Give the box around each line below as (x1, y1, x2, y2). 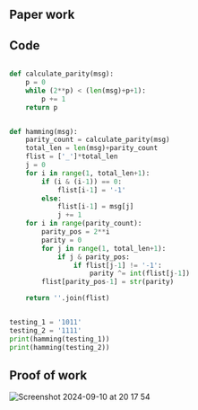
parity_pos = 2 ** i (41, 227, 110, 236)
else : (41, 193, 63, 203)
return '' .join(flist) (25, 294, 110, 303)
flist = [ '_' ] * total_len (25, 152, 118, 161)
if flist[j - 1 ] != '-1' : (73, 261, 163, 270)
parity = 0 (41, 236, 82, 245)
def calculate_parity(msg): (9, 69, 115, 79)
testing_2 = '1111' (9, 325, 82, 335)
